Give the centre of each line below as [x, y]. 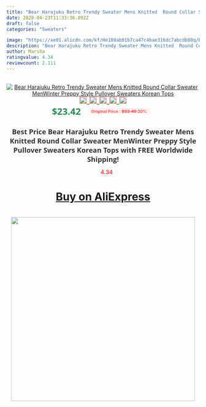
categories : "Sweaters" [37, 29]
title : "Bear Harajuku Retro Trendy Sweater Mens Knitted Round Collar [101, 12]
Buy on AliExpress [103, 197]
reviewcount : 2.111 [31, 63]
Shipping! [103, 159]
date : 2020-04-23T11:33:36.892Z [48, 18]
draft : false [23, 23]
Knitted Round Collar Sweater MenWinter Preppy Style [103, 141]
